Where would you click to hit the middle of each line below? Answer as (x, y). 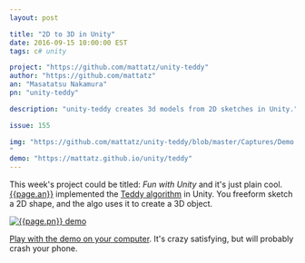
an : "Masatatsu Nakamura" (58, 84)
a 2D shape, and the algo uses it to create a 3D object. (111, 204)
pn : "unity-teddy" (44, 93)
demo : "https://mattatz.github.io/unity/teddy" (101, 159)
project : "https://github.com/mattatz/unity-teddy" (109, 68)
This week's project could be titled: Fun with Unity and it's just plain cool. (146, 185)
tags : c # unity (38, 51)
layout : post (34, 18)
